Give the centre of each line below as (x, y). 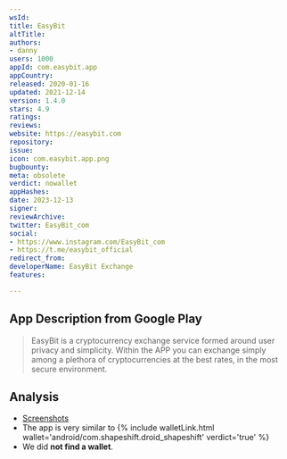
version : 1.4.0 (37, 100)
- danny (24, 51)
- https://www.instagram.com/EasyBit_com (87, 242)
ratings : (25, 117)
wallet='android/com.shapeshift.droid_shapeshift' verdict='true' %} (146, 438)
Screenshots (45, 418)
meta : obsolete (37, 175)
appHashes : (29, 192)
